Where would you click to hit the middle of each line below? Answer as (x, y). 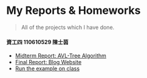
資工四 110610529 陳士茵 (37, 42)
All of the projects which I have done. (68, 27)
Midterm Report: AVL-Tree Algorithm (60, 56)
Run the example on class (47, 69)
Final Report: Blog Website (48, 62)
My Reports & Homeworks (73, 11)
